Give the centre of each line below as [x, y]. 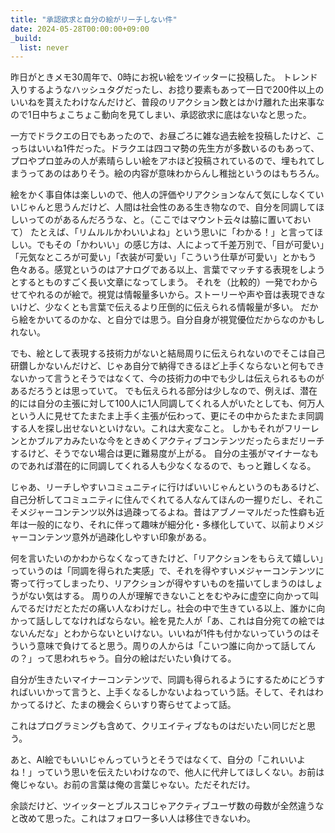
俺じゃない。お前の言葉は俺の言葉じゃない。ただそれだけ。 [133, 785]
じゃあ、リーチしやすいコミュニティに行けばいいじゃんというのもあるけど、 [167, 487]
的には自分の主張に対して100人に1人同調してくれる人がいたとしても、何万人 [167, 403]
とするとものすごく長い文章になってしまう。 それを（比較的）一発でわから [164, 282]
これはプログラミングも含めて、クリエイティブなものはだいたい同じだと [158, 726]
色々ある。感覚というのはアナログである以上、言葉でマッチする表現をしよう [168, 270]
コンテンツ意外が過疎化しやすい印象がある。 [119, 537]
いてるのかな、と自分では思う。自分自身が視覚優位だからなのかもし [184, 320]
